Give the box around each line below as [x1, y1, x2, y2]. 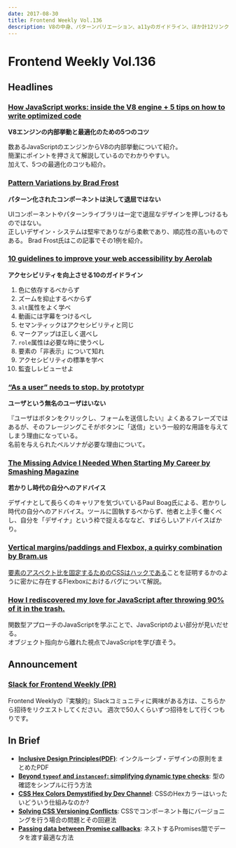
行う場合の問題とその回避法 [36, 815, 117, 823]
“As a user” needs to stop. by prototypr [8, 382, 144, 392]
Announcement [8, 659, 78, 671]
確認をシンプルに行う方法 [18, 780, 92, 788]
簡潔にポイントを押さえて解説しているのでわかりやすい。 [8, 151, 174, 160]
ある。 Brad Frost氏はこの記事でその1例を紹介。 [8, 236, 146, 244]
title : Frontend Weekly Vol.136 [8, 17, 102, 24]
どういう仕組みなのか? [24, 798, 90, 806]
